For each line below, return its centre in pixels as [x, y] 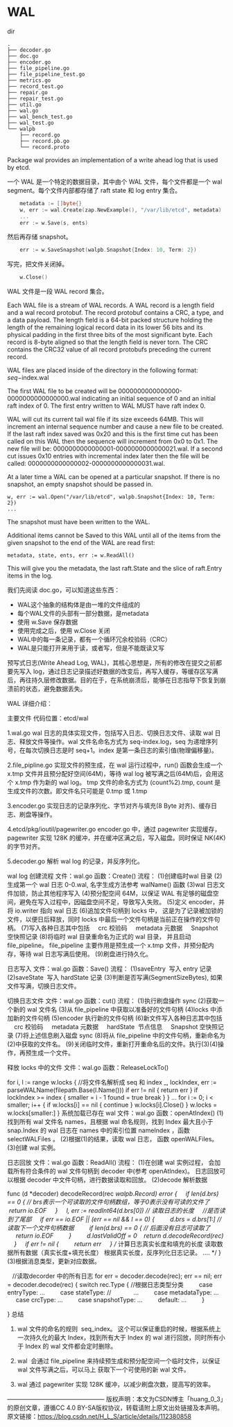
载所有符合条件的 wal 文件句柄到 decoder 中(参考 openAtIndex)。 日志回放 [113, 1171]
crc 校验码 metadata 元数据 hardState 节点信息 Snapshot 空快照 [116, 1027]
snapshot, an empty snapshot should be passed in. [80, 484]
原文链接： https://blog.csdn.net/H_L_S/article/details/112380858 [100, 1417]
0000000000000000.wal [44, 399]
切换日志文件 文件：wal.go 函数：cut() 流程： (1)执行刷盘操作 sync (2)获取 [113, 1001]
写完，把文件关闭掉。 [37, 264]
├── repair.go [28, 92]
